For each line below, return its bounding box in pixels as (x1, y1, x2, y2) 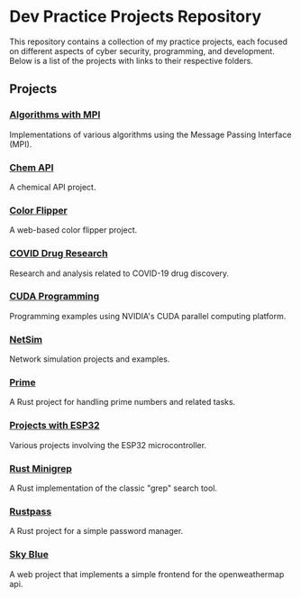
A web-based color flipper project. (9, 225, 138, 235)
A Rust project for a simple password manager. (9, 526, 184, 537)
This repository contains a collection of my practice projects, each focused (9, 36, 288, 47)
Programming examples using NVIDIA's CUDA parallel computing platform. (9, 310, 287, 321)
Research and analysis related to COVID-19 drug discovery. (9, 268, 230, 279)
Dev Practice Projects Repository (9, 6, 262, 27)
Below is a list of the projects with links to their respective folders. (9, 55, 254, 66)
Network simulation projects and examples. (9, 354, 170, 364)
